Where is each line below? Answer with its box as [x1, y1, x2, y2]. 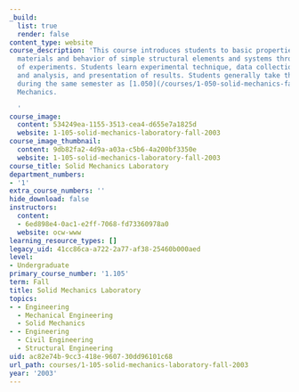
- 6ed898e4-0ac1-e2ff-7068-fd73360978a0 [17, 219, 169, 228]
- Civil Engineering [17, 336, 93, 345]
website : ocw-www [17, 228, 82, 237]
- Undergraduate [9, 261, 69, 270]
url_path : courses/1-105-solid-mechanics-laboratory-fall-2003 [9, 360, 249, 370]
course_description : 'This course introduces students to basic [9, 46, 253, 55]
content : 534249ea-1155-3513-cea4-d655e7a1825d [17, 120, 198, 129]
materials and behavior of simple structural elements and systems [17, 54, 273, 63]
